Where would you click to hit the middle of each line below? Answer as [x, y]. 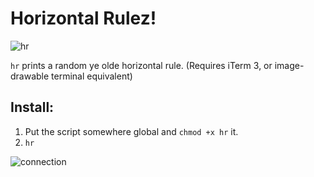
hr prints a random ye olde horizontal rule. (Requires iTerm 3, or [141, 65]
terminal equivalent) [92, 76]
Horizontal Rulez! [83, 18]
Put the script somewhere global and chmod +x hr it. [131, 131]
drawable [30, 76]
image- [289, 65]
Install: [32, 107]
